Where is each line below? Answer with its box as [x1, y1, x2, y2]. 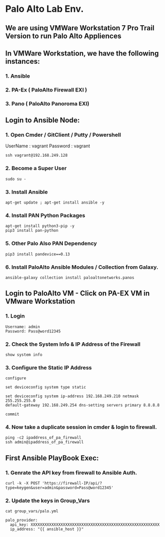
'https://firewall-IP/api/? [42, 481, 102, 486]
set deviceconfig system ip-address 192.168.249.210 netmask [5, 394, 139, 399]
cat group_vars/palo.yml [5, 509, 59, 514]
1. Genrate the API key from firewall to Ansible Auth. [5, 469, 137, 476]
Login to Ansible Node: [5, 116, 80, 125]
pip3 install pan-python [5, 228, 59, 233]
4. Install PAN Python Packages [5, 212, 86, 219]
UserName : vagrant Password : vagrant [5, 143, 90, 149]
